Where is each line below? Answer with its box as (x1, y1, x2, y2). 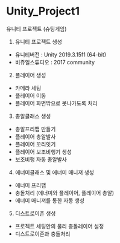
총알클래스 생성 (14, 112, 51, 120)
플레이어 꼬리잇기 (14, 140, 56, 148)
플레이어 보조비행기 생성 (14, 148, 72, 156)
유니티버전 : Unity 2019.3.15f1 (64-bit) (14, 50, 107, 58)
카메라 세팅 (14, 84, 42, 92)
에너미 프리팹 (14, 181, 46, 189)
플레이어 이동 (14, 92, 46, 99)
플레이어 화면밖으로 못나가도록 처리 (14, 99, 98, 107)
